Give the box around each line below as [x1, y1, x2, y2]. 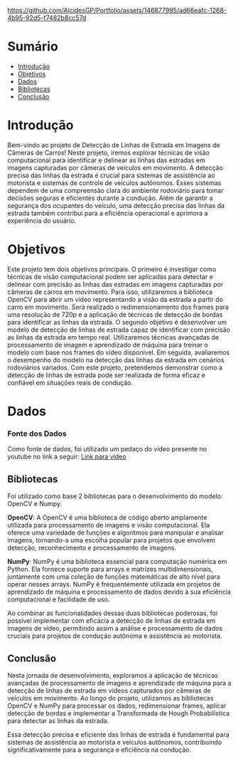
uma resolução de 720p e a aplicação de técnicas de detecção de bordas [7, 310, 223, 319]
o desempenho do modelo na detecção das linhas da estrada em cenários [7, 355, 225, 364]
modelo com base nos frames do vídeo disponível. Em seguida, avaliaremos [7, 348, 230, 357]
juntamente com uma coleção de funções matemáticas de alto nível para [7, 572, 220, 581]
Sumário [7, 38, 58, 55]
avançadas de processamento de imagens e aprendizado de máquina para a [7, 678, 232, 687]
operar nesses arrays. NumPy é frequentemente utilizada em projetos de [7, 580, 220, 589]
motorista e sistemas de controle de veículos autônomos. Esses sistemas [7, 178, 222, 187]
